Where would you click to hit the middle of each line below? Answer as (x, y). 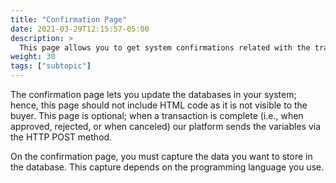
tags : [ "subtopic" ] (51, 66)
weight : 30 (33, 57)
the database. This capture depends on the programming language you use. (167, 167)
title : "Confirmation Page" (69, 19)
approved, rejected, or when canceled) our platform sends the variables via (166, 126)
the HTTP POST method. (61, 137)
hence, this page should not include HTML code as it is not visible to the (159, 105)
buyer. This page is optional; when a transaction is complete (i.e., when (157, 115)
